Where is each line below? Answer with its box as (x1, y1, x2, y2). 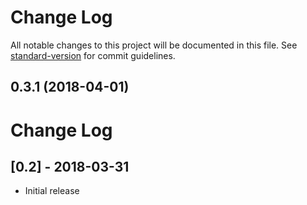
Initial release (24, 185, 80, 197)
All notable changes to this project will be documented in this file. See (10, 39, 298, 51)
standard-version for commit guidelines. (10, 49, 176, 61)
